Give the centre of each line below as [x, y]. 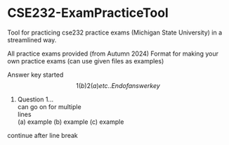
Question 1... [35, 99]
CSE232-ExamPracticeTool [88, 13]
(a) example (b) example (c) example [71, 122]
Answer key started [35, 75]
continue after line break [43, 135]
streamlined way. [32, 39]
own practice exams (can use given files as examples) [86, 61]
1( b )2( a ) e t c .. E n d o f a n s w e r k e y [118, 85]
